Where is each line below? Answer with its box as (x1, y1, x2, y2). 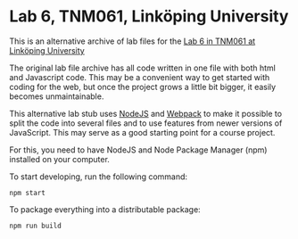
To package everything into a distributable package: (9, 203, 201, 215)
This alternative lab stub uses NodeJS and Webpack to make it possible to (9, 108, 283, 119)
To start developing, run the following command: (9, 171, 188, 182)
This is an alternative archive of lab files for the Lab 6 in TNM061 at (9, 36, 256, 46)
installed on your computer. (9, 153, 110, 164)
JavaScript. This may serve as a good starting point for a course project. (9, 127, 276, 137)
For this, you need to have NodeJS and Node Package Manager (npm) (9, 144, 268, 155)
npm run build (9, 221, 62, 230)
